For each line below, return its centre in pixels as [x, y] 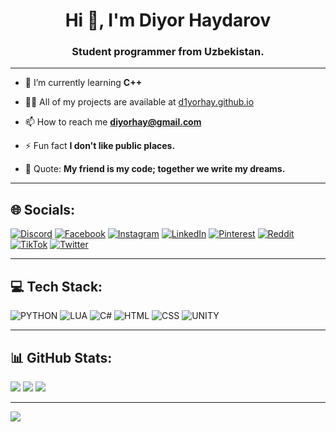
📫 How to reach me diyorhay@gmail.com [113, 122]
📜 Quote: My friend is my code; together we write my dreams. [155, 169]
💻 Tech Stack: [56, 286]
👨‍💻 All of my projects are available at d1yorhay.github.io [139, 102]
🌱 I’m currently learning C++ [83, 83]
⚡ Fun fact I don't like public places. [100, 146]
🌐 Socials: [43, 209]
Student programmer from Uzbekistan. [168, 52]
